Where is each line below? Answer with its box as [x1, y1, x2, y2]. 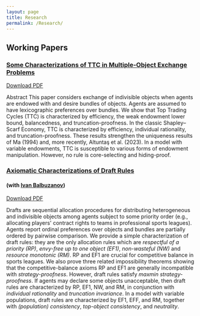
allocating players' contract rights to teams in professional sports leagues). [6, 219, 192, 227]
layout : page [6, 8, 39, 15]
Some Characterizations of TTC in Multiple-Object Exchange [6, 60, 188, 69]
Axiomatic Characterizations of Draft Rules [6, 166, 134, 175]
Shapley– [163, 119, 187, 127]
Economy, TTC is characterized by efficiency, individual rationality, [20, 126, 187, 133]
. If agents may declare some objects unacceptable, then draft [31, 277, 186, 285]
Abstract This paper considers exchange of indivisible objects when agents [6, 94, 193, 101]
